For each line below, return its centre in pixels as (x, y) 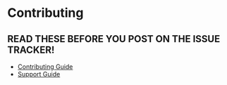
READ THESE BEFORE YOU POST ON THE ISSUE (114, 39)
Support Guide (39, 74)
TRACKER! (31, 50)
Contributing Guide (45, 67)
